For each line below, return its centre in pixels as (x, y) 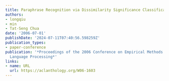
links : (12, 61)
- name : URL (18, 66)
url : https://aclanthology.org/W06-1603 (53, 71)
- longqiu (16, 19)
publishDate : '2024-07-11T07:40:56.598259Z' (53, 38)
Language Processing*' (33, 57)
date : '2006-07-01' (26, 33)
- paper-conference (26, 47)
